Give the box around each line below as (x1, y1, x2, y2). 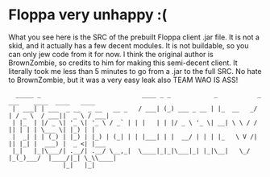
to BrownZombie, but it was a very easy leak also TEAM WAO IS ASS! (8, 75, 239, 84)
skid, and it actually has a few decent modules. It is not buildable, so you (8, 40, 249, 50)
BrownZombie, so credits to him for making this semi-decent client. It (8, 58, 238, 68)
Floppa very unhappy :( (8, 6, 168, 24)
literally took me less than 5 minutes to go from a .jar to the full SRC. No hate (8, 66, 262, 76)
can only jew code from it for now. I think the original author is (8, 49, 214, 59)
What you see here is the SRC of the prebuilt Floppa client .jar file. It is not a (8, 32, 260, 42)
